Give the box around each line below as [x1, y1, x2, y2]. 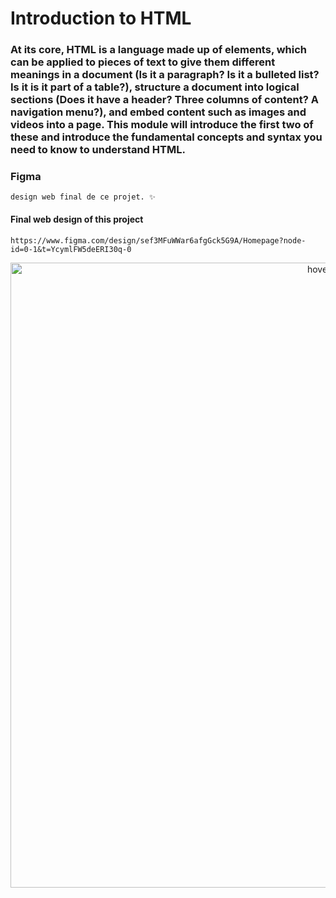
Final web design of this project [10, 213, 144, 225]
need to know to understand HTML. [10, 143, 186, 157]
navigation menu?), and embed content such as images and [10, 105, 307, 119]
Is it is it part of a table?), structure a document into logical [10, 80, 300, 94]
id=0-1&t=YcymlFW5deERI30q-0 [10, 244, 132, 254]
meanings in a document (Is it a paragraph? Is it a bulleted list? [10, 68, 320, 82]
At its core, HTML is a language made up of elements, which [10, 43, 308, 57]
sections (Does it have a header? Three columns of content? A [10, 93, 319, 107]
